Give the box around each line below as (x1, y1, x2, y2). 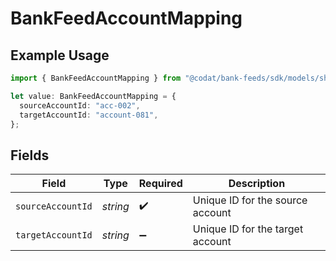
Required (138, 177, 183, 191)
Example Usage (10, 47, 110, 64)
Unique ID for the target (192, 222, 304, 236)
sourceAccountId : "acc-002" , (19, 100, 141, 111)
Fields (10, 147, 50, 164)
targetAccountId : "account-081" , (19, 110, 159, 120)
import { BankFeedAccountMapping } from (10, 73, 182, 83)
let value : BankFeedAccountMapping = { (10, 91, 177, 101)
